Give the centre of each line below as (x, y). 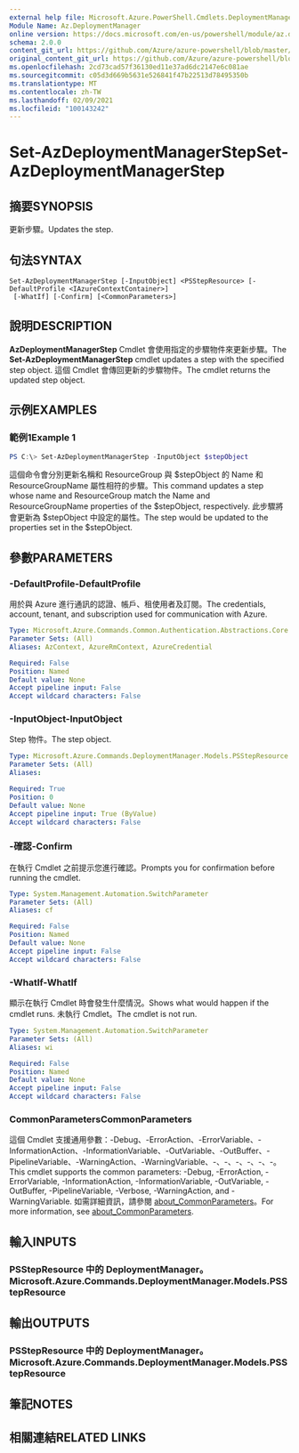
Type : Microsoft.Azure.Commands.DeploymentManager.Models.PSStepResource (149, 756)
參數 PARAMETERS (61, 557)
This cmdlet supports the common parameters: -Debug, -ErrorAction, (137, 1172)
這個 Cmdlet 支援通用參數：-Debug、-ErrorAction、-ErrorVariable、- (136, 1140)
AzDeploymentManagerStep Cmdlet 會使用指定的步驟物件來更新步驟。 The (148, 349)
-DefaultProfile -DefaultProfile (75, 584)
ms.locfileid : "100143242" (59, 109)
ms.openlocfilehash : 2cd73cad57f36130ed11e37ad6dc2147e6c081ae (129, 68)
